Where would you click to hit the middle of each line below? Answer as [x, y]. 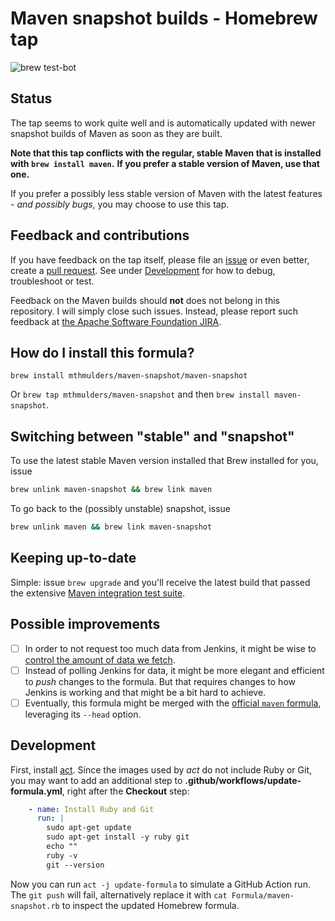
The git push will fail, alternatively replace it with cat [119, 894]
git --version [75, 865]
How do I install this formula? [102, 352]
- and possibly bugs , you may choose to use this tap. [120, 204]
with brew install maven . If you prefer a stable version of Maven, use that [165, 163]
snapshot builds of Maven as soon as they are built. [116, 133]
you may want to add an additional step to [96, 780]
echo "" [62, 847]
